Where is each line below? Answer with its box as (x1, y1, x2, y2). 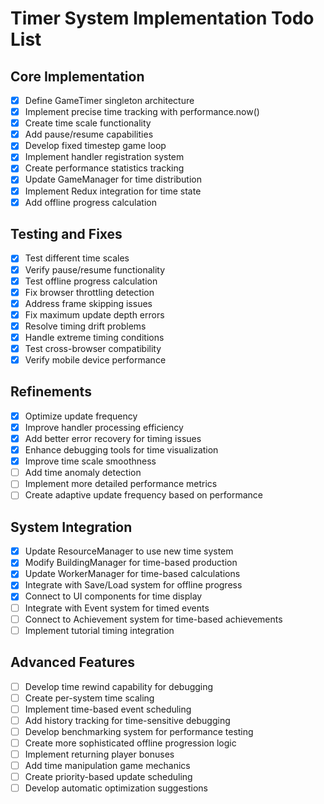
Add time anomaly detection (24, 467, 142, 479)
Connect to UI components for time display (24, 590, 203, 602)
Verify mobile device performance (24, 354, 167, 366)
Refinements (10, 383, 92, 401)
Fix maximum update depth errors (24, 308, 165, 321)
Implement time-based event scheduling (24, 703, 192, 715)
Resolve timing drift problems (24, 320, 147, 332)
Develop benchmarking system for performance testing (24, 725, 254, 737)
